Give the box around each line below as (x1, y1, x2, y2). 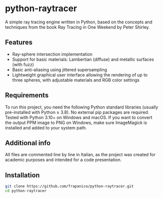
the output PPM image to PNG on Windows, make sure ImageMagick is (5, 120, 147, 126)
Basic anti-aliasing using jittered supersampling (12, 67, 108, 72)
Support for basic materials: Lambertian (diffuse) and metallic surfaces (12, 56, 154, 62)
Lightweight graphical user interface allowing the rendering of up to (12, 72, 148, 78)
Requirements (5, 91, 49, 100)
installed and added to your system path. (5, 125, 87, 130)
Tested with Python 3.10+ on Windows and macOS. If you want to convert (5, 114, 152, 120)
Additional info (5, 139, 51, 147)
